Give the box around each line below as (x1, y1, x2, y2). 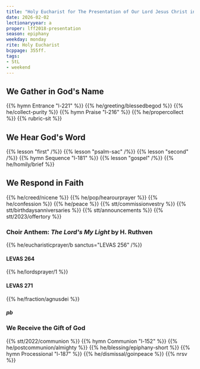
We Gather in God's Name (6, 86, 104, 96)
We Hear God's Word (6, 132, 86, 142)
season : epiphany (6, 31, 49, 37)
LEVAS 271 (6, 282, 33, 289)
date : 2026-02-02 (6, 14, 49, 20)
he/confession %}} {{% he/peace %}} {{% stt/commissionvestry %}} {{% (6, 200, 186, 207)
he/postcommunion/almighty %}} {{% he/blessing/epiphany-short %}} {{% (6, 344, 190, 351)
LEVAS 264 (6, 255, 35, 262)
